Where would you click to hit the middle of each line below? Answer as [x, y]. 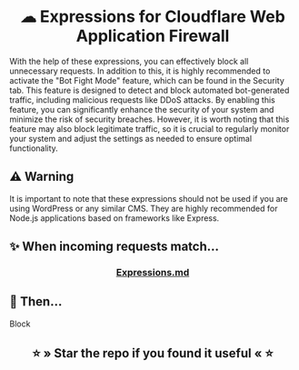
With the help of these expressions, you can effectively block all [129, 61]
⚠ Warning [42, 177]
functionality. [34, 148]
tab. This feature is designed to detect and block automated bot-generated [149, 90]
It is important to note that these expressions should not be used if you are [149, 198]
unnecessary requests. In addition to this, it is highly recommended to [140, 71]
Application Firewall [153, 36]
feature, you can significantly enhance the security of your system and [142, 109]
